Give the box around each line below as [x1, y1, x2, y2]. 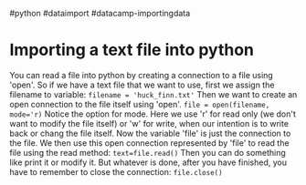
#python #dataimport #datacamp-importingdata [9, 8, 191, 18]
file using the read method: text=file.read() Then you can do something [9, 147, 286, 158]
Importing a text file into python [9, 40, 254, 60]
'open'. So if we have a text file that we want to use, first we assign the [9, 79, 275, 90]
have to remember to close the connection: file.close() [9, 166, 223, 177]
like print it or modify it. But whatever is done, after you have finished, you [9, 157, 288, 168]
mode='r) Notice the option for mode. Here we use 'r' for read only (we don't [9, 108, 297, 119]
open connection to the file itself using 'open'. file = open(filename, [9, 98, 270, 109]
